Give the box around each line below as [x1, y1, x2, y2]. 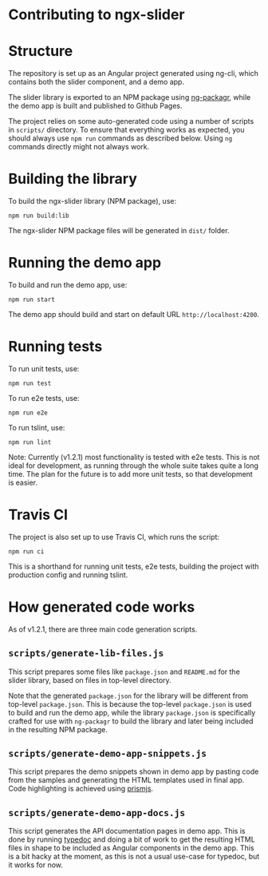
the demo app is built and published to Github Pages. [8, 101, 183, 111]
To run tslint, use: [8, 422, 65, 432]
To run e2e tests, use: [8, 393, 80, 402]
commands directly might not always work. [8, 142, 150, 152]
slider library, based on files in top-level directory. [8, 675, 171, 684]
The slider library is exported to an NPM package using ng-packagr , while [8, 93, 251, 102]
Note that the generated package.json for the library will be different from [8, 691, 249, 700]
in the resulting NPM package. [8, 724, 108, 734]
